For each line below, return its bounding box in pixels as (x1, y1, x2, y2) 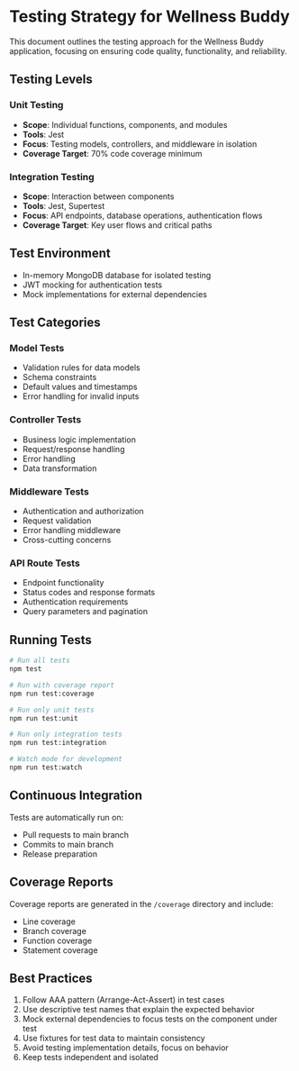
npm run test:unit (9, 713, 78, 722)
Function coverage (22, 935, 93, 946)
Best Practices (9, 970, 93, 985)
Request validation (22, 515, 92, 526)
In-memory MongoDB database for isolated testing (22, 269, 212, 280)
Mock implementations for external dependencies (22, 288, 207, 299)
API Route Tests (9, 557, 81, 569)
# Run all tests (9, 656, 70, 666)
